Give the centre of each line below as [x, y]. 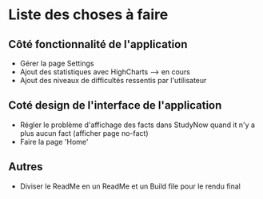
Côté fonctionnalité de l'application [98, 44]
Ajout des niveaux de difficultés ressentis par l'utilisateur [113, 80]
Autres [26, 167]
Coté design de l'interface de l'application [115, 105]
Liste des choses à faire [88, 15]
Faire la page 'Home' [54, 141]
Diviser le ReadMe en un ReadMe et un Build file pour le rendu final [130, 186]
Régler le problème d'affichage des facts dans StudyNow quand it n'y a [137, 125]
